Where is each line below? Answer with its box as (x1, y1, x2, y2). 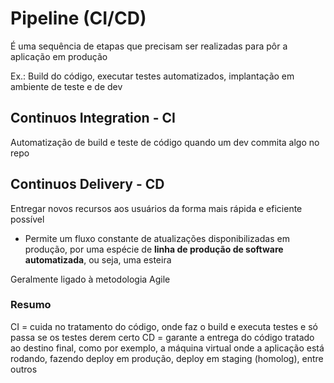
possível (10, 213, 45, 225)
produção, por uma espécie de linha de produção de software (24, 243, 284, 255)
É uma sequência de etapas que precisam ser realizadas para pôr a (10, 40, 288, 52)
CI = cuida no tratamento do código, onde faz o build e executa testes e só (10, 320, 318, 332)
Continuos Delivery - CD (10, 176, 165, 193)
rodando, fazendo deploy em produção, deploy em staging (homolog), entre (10, 352, 324, 364)
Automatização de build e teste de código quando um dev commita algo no (10, 136, 320, 148)
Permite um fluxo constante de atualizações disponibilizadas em (24, 232, 290, 244)
